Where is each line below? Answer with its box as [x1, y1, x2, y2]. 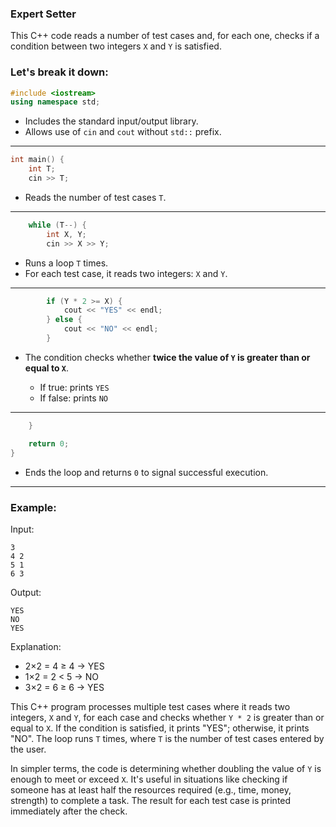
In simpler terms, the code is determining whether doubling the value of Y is [10, 762, 322, 774]
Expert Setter [10, 7, 77, 21]
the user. [10, 743, 47, 755]
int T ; [28, 164, 56, 174]
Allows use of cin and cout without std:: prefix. [24, 126, 222, 138]
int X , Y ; [46, 229, 87, 239]
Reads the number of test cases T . [24, 191, 167, 203]
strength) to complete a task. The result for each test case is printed [10, 794, 292, 806]
